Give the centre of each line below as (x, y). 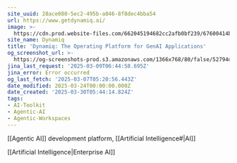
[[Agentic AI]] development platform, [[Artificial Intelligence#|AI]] (102, 138)
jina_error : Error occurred (49, 72)
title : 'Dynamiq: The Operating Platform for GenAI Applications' (107, 46)
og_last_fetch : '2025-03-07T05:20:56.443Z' (72, 79)
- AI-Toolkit (26, 105)
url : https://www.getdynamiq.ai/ (56, 20)
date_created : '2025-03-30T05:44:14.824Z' (71, 92)
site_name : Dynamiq (36, 40)
